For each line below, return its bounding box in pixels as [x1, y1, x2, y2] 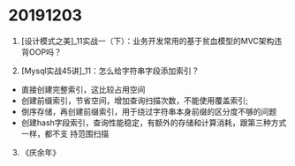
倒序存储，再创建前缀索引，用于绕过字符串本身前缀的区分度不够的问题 [20, 106, 277, 117]
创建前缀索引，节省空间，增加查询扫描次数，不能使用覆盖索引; [20, 94, 249, 106]
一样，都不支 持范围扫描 [20, 128, 110, 139]
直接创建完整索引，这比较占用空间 [20, 84, 146, 94]
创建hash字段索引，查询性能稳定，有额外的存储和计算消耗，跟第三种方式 [20, 117, 287, 128]
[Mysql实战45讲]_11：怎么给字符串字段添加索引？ [20, 65, 200, 76]
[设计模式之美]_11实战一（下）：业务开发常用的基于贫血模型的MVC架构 [20, 35, 275, 46]
